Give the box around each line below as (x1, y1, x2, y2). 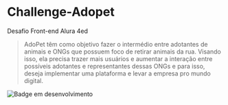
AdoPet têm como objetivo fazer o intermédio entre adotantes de (23, 40, 208, 48)
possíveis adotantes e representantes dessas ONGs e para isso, (23, 62, 205, 70)
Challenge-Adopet (7, 4, 115, 20)
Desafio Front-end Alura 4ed (7, 27, 88, 35)
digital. (23, 76, 43, 84)
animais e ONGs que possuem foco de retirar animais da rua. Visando (23, 47, 221, 56)
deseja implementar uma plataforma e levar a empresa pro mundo (23, 69, 212, 78)
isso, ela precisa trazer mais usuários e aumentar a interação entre (23, 54, 213, 62)
